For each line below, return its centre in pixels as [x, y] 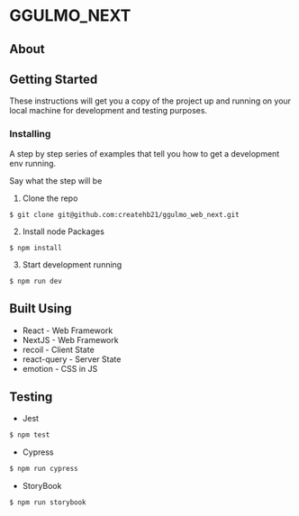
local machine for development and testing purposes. [109, 111]
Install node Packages [63, 231]
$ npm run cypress [44, 469]
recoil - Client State [58, 349]
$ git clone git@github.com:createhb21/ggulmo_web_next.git [125, 214]
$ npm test [30, 435]
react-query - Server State [72, 359]
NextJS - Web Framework [70, 339]
